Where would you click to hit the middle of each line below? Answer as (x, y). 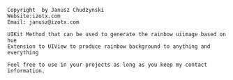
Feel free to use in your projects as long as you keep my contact (107, 65)
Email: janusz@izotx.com (43, 22)
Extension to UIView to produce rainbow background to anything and (109, 47)
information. (26, 71)
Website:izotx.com (34, 16)
